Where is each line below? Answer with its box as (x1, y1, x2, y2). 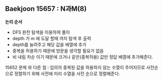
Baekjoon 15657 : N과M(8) (5, 4, 87, 13)
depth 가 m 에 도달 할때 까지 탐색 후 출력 (12, 35, 92, 41)
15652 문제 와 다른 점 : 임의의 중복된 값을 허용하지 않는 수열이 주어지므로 (5, 64, 145, 70)
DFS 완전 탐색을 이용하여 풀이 (12, 29, 70, 35)
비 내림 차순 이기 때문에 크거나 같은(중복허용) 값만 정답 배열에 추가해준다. (12, 54, 153, 60)
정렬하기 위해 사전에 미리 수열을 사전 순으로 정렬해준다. (14, 71, 120, 77)
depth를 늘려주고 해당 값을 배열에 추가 (12, 41, 87, 47)
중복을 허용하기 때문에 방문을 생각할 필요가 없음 (12, 47, 104, 53)
